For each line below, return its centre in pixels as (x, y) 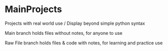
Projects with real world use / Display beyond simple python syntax (75, 23)
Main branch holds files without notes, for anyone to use (64, 33)
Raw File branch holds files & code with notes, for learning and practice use (84, 43)
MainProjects (33, 9)
